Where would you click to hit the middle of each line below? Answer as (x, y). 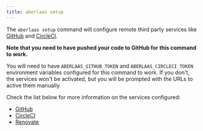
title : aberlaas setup (35, 12)
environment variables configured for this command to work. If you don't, (98, 72)
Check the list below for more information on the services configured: (94, 97)
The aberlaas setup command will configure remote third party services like (101, 29)
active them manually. (34, 85)
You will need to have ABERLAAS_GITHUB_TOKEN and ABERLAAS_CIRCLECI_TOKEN (100, 66)
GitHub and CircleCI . (32, 36)
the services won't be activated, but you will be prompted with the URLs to (100, 79)
